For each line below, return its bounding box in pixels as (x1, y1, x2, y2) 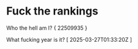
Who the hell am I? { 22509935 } (6, 24, 88, 31)
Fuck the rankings (6, 4, 99, 18)
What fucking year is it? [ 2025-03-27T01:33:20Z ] (6, 36, 132, 43)
